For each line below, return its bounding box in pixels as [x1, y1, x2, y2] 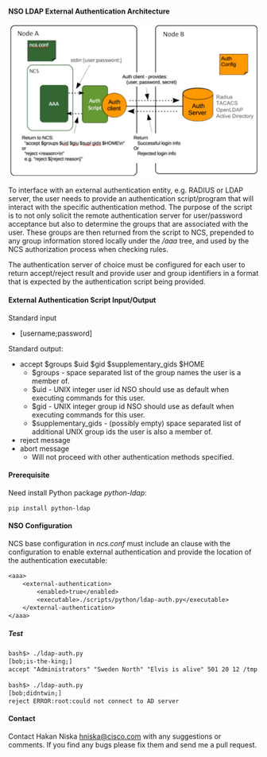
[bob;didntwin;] [8, 689, 62, 697]
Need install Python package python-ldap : [8, 487, 147, 497]
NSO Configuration [8, 521, 73, 530]
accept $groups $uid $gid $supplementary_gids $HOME [19, 359, 205, 369]
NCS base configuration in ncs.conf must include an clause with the [8, 538, 230, 548]
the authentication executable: [8, 555, 108, 565]
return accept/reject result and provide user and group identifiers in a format [8, 269, 259, 278]
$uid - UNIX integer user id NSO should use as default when [31, 384, 229, 394]
